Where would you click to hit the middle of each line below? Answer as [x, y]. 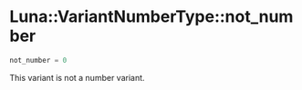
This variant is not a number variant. [77, 77]
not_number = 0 [38, 60]
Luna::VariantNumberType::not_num [151, 17]
